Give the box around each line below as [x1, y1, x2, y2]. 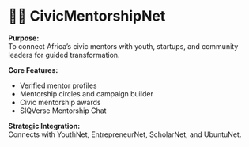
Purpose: [8, 33, 40, 43]
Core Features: [8, 65, 58, 74]
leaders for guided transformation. [8, 50, 120, 59]
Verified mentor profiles [19, 81, 97, 90]
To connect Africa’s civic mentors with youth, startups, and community [8, 41, 239, 51]
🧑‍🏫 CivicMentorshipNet [8, 7, 166, 25]
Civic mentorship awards [19, 97, 101, 107]
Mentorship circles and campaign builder [19, 89, 154, 98]
